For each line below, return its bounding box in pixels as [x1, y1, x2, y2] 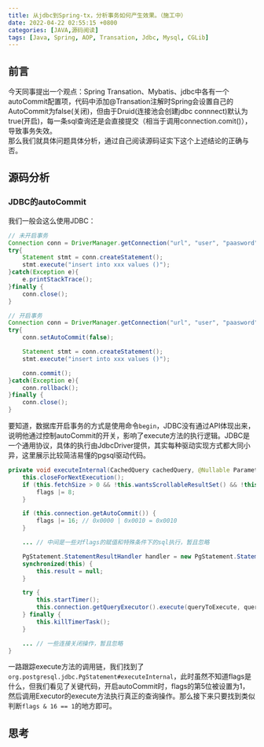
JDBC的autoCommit [8, 197, 86, 208]
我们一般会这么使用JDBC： [8, 215, 96, 225]
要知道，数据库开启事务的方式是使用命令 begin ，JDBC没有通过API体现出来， [8, 421, 255, 430]
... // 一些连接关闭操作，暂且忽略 [22, 639, 123, 647]
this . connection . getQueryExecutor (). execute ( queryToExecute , [36, 603, 241, 612]
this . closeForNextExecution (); [22, 473, 125, 481]
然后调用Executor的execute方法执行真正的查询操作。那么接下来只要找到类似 [8, 691, 255, 701]
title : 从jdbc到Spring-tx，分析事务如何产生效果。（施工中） [8, 11, 187, 20]
